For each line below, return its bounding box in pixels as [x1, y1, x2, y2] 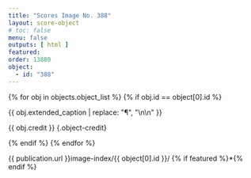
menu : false [8, 33, 48, 42]
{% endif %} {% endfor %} [8, 138, 96, 147]
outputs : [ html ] [8, 41, 69, 49]
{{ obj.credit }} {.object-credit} [8, 123, 107, 132]
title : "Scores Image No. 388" [8, 11, 112, 20]
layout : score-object [8, 19, 80, 27]
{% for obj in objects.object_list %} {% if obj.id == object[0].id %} [8, 92, 222, 101]
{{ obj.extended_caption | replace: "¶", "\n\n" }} [8, 108, 162, 117]
